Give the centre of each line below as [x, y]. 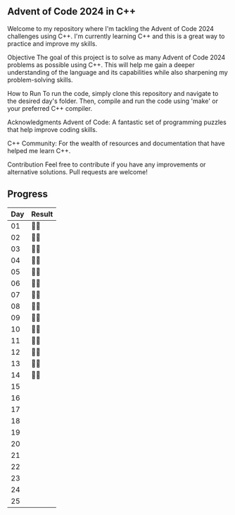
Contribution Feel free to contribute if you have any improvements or [107, 164]
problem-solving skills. [40, 80]
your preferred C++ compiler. [50, 108]
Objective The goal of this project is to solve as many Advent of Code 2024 [116, 57]
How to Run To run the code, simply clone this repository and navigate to [113, 93]
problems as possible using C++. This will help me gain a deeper [101, 65]
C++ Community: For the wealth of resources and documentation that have [116, 143]
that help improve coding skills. [52, 129]
